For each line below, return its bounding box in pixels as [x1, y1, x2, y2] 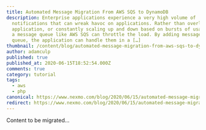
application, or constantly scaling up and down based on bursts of [12, 26, 191, 32]
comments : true [6, 65, 45, 72]
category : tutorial [6, 71, 56, 78]
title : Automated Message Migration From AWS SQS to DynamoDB [6, 9, 169, 15]
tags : [6, 77, 20, 83]
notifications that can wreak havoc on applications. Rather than [12, 20, 185, 26]
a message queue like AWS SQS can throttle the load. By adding [12, 32, 180, 38]
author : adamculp [6, 49, 51, 55]
